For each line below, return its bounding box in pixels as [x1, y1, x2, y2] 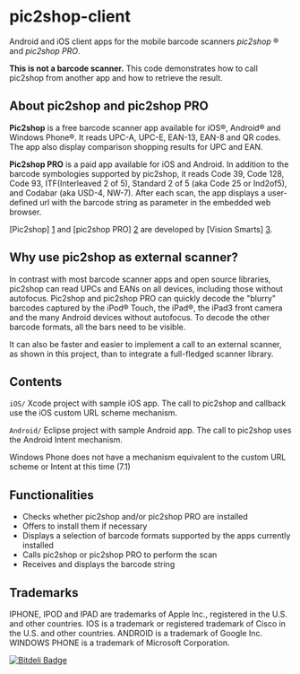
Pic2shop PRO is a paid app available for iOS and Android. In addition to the [9, 159, 289, 170]
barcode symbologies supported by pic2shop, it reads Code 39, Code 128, [9, 168, 285, 179]
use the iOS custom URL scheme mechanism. [9, 407, 177, 418]
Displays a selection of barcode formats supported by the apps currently [21, 530, 291, 541]
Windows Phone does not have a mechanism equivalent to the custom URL [9, 451, 287, 463]
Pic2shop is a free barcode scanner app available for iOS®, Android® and [9, 122, 281, 133]
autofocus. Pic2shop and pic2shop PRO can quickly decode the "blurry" [9, 293, 276, 303]
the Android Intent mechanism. [9, 434, 124, 445]
